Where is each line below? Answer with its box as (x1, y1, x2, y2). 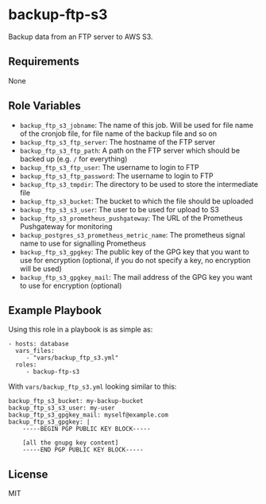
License (8, 467, 48, 481)
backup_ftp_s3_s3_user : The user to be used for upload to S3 (19, 204, 220, 214)
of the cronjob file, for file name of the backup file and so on (19, 129, 217, 138)
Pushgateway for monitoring (19, 221, 113, 231)
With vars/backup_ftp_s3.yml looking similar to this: (8, 382, 177, 391)
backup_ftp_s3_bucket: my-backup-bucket (8, 397, 145, 405)
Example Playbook (8, 304, 102, 317)
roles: (15, 361, 37, 369)
